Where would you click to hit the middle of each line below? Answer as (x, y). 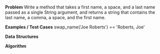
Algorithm (16, 46)
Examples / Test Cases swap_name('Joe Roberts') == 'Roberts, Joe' (75, 27)
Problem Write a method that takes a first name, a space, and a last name (80, 7)
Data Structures (22, 37)
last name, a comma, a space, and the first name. (55, 17)
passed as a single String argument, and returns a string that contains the (80, 12)
